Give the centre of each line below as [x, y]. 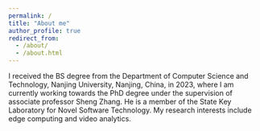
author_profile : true [45, 31]
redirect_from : [34, 38]
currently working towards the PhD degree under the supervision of [121, 93]
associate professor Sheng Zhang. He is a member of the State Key [120, 102]
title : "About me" [39, 23]
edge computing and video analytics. [70, 119]
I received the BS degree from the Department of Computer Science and [128, 76]
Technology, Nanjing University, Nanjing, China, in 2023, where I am [121, 84]
